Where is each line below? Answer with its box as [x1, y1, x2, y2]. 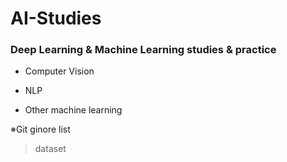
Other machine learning [24, 104, 123, 116]
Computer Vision [24, 65, 95, 77]
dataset [34, 143, 67, 155]
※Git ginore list [10, 123, 71, 136]
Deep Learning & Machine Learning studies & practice [10, 43, 277, 57]
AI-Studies [10, 7, 102, 30]
